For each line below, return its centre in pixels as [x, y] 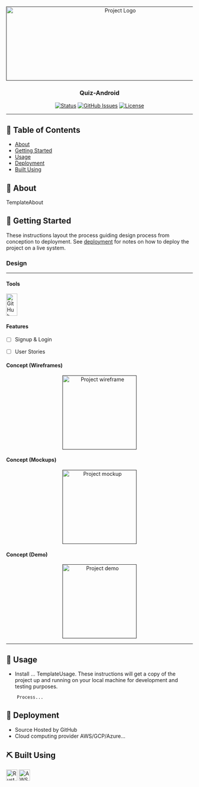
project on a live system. [36, 248]
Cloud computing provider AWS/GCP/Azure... [70, 736]
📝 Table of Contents [43, 130]
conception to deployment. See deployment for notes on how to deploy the [98, 241]
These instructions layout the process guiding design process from [88, 235]
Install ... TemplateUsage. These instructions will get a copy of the [95, 674]
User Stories [30, 351]
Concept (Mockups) [31, 460]
